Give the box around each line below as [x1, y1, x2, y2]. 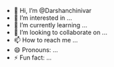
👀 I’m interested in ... [13, 14, 73, 22]
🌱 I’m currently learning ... [13, 21, 88, 29]
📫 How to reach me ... [13, 36, 78, 44]
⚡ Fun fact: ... [13, 53, 52, 62]
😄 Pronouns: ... [13, 46, 59, 54]
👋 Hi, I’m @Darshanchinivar [13, 7, 92, 14]
